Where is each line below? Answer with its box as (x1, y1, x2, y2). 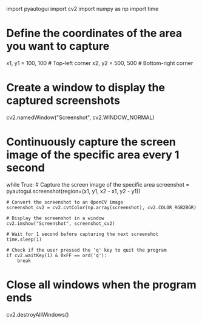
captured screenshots (6, 94, 120, 108)
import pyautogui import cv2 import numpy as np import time (6, 5, 159, 12)
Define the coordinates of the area (6, 27, 183, 40)
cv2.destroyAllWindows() (6, 311, 69, 318)
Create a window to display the (6, 81, 166, 95)
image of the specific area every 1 (6, 148, 180, 162)
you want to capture (6, 40, 110, 53)
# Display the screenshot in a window (6, 215, 104, 221)
